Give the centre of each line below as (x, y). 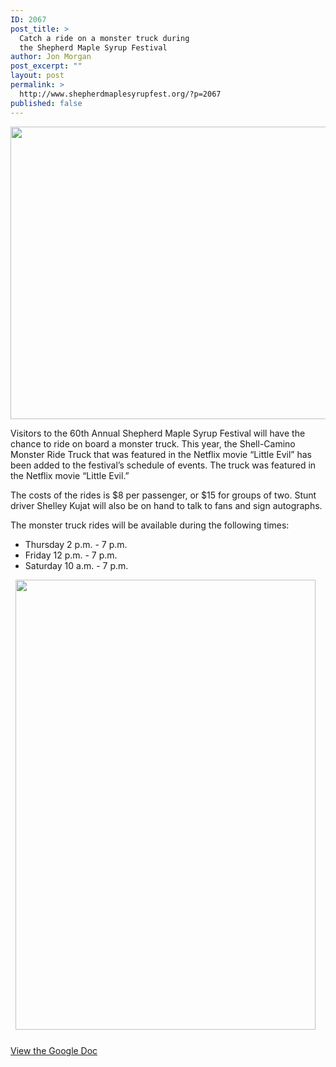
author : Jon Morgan (51, 57)
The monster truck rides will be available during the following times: (150, 525)
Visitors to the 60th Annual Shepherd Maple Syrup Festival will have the (158, 433)
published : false (46, 103)
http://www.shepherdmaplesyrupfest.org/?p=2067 (120, 94)
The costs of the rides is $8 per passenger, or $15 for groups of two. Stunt (163, 495)
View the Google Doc (54, 1051)
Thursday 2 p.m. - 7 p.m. (76, 544)
